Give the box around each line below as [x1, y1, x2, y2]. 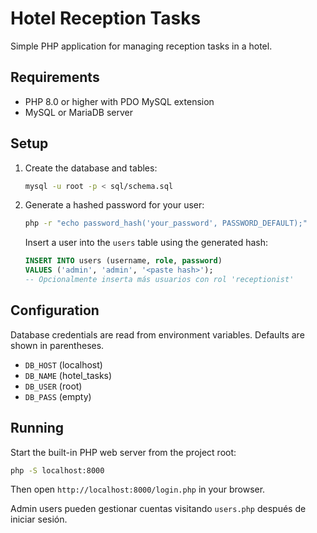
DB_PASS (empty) [24, 390, 92, 402]
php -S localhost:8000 [10, 465, 105, 476]
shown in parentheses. [10, 339, 105, 351]
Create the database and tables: [24, 162, 158, 174]
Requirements [10, 69, 100, 86]
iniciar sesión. [10, 513, 68, 526]
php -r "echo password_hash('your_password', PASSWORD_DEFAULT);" [24, 218, 308, 229]
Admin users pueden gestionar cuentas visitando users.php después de [10, 503, 307, 515]
